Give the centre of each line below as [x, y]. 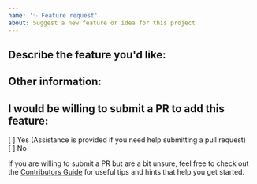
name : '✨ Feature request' [53, 15]
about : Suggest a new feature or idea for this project [102, 23]
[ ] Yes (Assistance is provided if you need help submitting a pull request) [127, 140]
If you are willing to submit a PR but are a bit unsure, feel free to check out [128, 163]
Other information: [55, 82]
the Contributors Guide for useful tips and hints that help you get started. [127, 172]
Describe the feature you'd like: [87, 55]
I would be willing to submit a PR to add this [116, 109]
